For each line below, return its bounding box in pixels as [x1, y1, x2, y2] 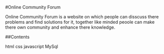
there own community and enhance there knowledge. [5, 24, 115, 30]
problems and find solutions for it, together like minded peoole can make [5, 19, 155, 25]
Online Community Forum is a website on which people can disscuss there [5, 14, 159, 19]
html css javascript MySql [5, 44, 58, 49]
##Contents [5, 34, 30, 40]
